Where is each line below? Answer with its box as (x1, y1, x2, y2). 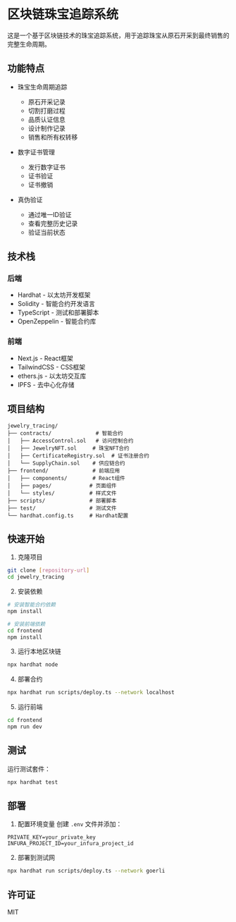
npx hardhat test (7, 778, 58, 786)
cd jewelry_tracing (7, 574, 65, 581)
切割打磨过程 (27, 106, 66, 115)
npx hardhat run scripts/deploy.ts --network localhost (7, 689, 175, 696)
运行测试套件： (7, 764, 51, 773)
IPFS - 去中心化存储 (17, 380, 75, 388)
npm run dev (7, 723, 42, 730)
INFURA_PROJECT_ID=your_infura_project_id (7, 840, 134, 847)
